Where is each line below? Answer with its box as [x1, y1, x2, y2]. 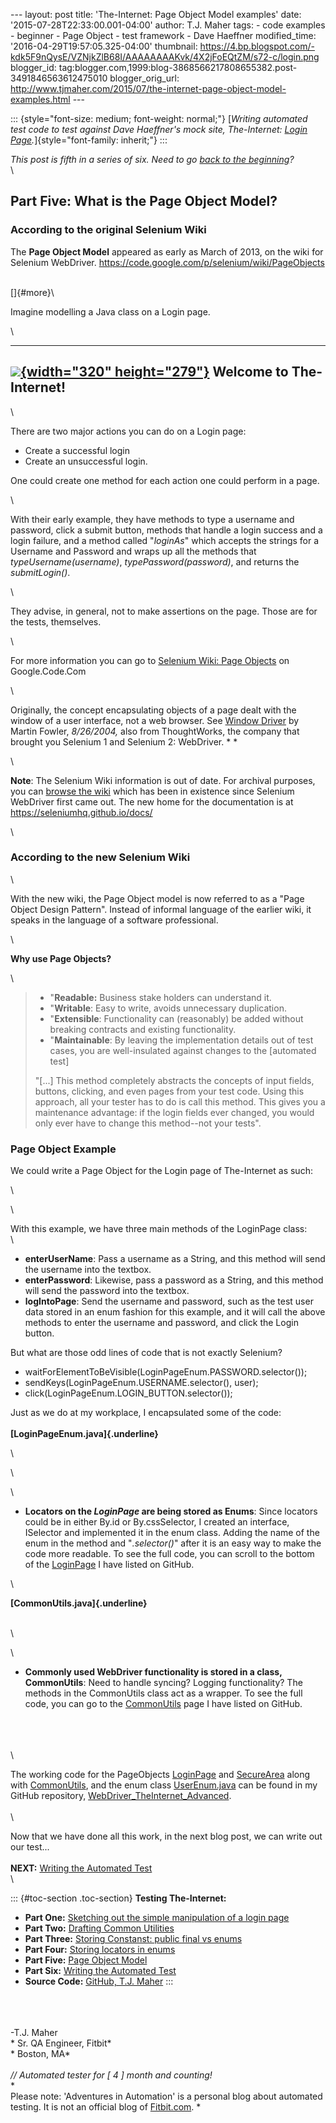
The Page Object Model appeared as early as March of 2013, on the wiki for [10, 245, 324, 258]
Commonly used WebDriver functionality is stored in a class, [24, 1666, 283, 1678]
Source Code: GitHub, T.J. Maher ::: [24, 1975, 174, 1988]
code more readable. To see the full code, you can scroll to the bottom [24, 1548, 315, 1560]
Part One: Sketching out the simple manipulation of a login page [24, 1912, 290, 1924]
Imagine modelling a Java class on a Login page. [10, 305, 211, 318]
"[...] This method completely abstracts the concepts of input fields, [34, 1074, 315, 1086]
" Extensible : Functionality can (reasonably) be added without [49, 1012, 304, 1024]
